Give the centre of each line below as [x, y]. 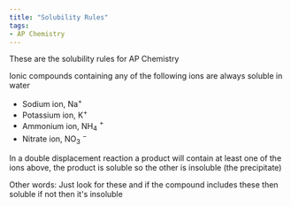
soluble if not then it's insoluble [66, 194]
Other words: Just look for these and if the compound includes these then [144, 184]
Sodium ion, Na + [52, 103]
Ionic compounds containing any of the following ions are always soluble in [146, 76]
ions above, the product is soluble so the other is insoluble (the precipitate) [145, 167]
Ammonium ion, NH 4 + [63, 126]
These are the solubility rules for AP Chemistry [94, 59]
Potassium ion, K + [55, 114]
